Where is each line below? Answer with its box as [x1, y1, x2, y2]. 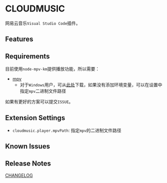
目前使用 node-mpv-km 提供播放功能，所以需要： [5, 66, 100, 72]
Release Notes [5, 159, 51, 167]
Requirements [5, 52, 50, 60]
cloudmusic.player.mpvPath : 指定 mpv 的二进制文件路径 [12, 127, 122, 133]
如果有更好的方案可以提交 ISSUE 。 [5, 98, 73, 105]
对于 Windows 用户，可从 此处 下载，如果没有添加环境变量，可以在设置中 [19, 82, 163, 88]
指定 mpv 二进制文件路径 [19, 88, 66, 94]
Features [5, 35, 33, 43]
